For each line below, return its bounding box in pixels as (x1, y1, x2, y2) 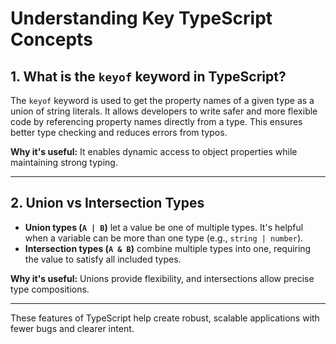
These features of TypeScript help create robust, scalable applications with (10, 312, 320, 324)
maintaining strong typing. (10, 157, 118, 168)
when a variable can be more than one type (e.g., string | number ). (24, 232, 304, 244)
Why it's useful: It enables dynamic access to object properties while (10, 146, 298, 157)
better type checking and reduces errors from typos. (10, 127, 228, 138)
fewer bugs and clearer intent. (10, 322, 135, 334)
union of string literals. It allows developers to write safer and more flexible (10, 105, 318, 117)
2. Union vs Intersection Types (10, 195, 205, 212)
